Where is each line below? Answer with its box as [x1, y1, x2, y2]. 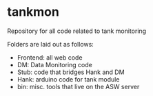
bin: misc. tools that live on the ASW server [17, 82, 140, 91]
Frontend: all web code [17, 53, 83, 62]
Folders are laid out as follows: [7, 40, 94, 48]
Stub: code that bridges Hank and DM [17, 68, 125, 76]
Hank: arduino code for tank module [17, 75, 120, 83]
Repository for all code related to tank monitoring [7, 27, 147, 35]
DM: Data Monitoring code [17, 60, 93, 69]
